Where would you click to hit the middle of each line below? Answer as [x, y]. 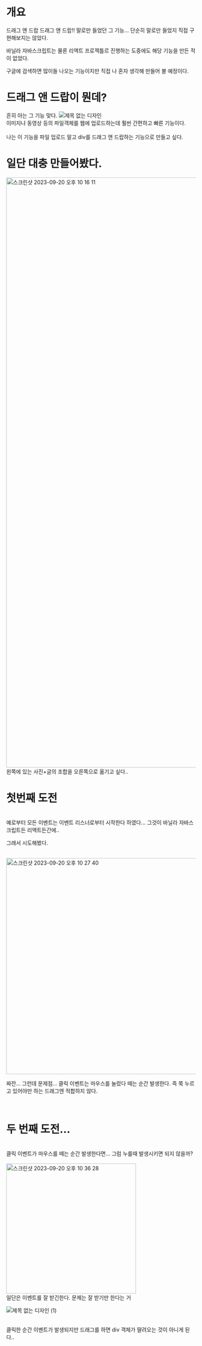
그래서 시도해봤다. [27, 843]
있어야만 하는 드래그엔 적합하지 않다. [55, 1091]
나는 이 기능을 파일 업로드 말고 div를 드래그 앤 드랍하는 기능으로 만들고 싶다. [95, 137]
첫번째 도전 [32, 798]
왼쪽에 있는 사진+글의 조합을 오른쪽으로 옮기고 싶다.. [67, 771]
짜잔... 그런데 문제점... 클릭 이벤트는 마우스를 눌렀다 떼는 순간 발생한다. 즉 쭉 [95, 1083]
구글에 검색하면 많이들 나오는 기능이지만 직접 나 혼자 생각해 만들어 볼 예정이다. [98, 71]
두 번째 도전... [38, 1129]
